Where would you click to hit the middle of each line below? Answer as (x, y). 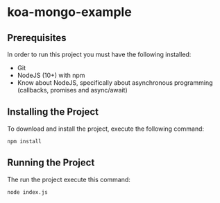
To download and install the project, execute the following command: (106, 129)
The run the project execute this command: (69, 179)
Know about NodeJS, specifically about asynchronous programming (115, 83)
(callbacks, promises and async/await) (73, 90)
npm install (24, 141)
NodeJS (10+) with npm (51, 75)
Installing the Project (53, 112)
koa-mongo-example (69, 12)
